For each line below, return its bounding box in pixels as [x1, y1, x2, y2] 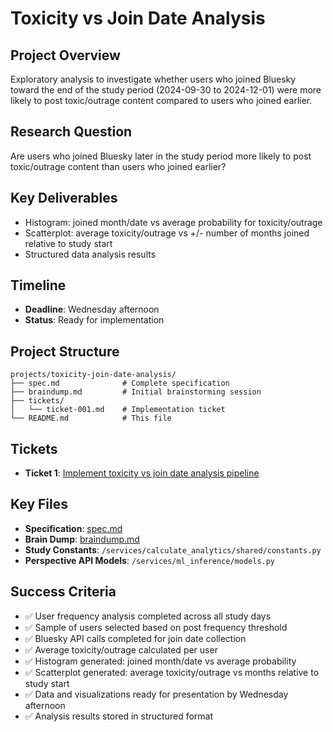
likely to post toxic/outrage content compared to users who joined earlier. [10, 95, 313, 106]
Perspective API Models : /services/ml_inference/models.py [24, 554, 276, 566]
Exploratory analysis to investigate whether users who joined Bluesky [10, 73, 297, 85]
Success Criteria [10, 583, 117, 601]
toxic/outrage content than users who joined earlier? [10, 160, 227, 172]
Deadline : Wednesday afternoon [24, 303, 160, 316]
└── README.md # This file [10, 413, 172, 424]
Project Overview [10, 47, 121, 64]
